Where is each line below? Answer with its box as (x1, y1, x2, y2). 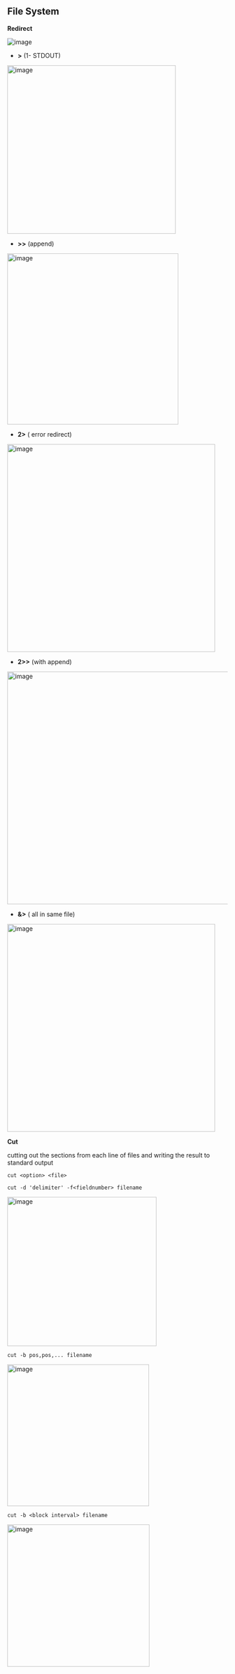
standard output (7, 1158, 54, 1167)
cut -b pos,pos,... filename (7, 1351, 92, 1358)
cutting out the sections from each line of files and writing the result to (7, 1151, 211, 1159)
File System (7, 6, 59, 17)
